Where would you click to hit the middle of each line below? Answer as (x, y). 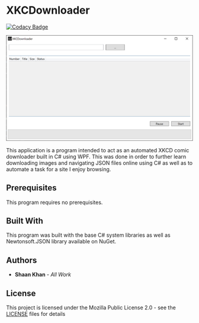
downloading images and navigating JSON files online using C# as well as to (99, 163)
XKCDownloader (48, 10)
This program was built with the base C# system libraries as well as (88, 235)
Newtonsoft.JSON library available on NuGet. (61, 242)
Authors (22, 260)
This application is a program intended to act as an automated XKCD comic (98, 150)
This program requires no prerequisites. (54, 202)
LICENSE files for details (36, 313)
